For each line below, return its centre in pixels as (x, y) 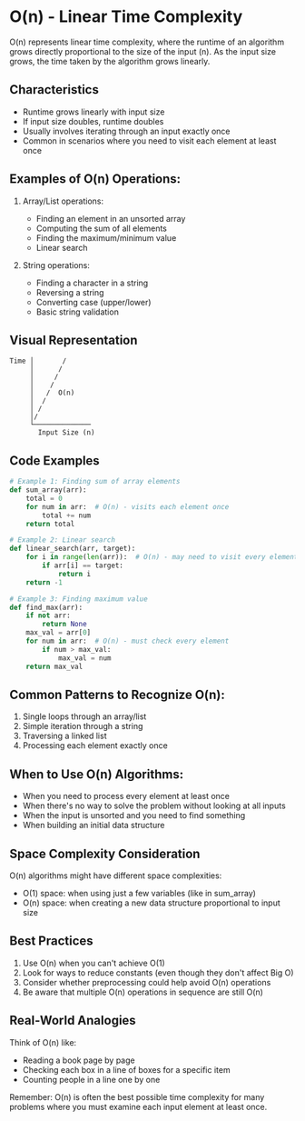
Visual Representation (74, 340)
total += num (67, 515)
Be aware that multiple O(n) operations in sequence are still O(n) (143, 992)
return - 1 (44, 582)
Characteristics (54, 90)
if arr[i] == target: (83, 566)
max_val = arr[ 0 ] (59, 633)
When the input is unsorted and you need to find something (134, 816)
